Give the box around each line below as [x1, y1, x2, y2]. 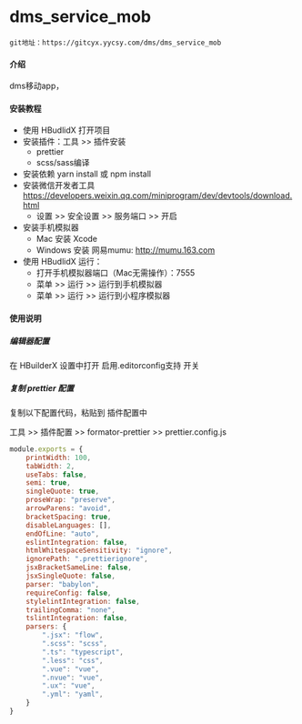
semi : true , [25, 478, 71, 488]
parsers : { [25, 622, 67, 631]
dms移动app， [9, 80, 65, 92]
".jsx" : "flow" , [42, 630, 104, 640]
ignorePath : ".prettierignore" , [25, 555, 148, 564]
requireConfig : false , [25, 588, 112, 598]
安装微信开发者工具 [22, 180, 96, 191]
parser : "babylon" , [25, 579, 100, 588]
